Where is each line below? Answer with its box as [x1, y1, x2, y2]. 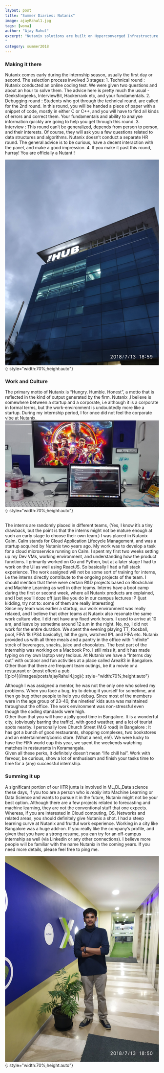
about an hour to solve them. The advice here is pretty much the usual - [5, 88, 150, 93]
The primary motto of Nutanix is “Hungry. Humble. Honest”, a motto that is [5, 389, 155, 395]
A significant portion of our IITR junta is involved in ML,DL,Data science [5, 784, 148, 790]
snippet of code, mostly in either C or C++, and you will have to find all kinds [5, 108, 159, 114]
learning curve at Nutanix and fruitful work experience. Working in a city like [5, 820, 158, 826]
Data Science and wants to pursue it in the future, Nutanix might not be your [5, 794, 158, 800]
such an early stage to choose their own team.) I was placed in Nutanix [5, 533, 148, 539]
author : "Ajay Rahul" [5, 28, 49, 34]
